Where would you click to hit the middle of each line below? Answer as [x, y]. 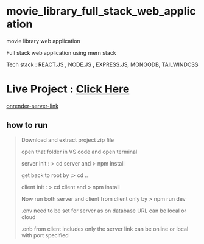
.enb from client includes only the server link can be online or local [105, 229]
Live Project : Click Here [68, 89]
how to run [27, 125]
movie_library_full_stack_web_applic [101, 11]
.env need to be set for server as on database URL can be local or [104, 211]
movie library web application [43, 41]
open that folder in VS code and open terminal [79, 152]
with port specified [45, 235]
